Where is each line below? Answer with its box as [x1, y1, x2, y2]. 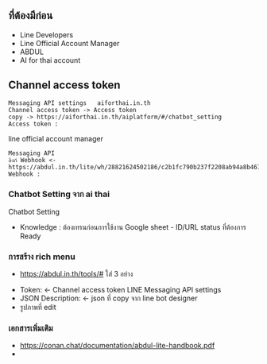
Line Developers [19, 29, 74, 40]
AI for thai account [19, 55, 81, 64]
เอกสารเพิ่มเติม [8, 323, 53, 334]
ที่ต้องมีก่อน [8, 9, 53, 22]
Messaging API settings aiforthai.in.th [8, 99, 151, 107]
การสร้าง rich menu [8, 251, 75, 262]
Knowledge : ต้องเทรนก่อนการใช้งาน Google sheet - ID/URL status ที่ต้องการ [19, 222, 246, 231]
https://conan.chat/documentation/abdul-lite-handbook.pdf [19, 341, 215, 350]
